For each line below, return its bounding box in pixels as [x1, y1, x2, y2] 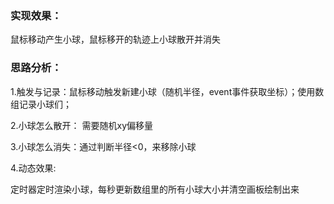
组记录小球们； [10, 98, 72, 110]
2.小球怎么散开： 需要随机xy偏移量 [10, 119, 154, 131]
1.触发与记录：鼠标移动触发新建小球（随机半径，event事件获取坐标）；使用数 [10, 85, 325, 97]
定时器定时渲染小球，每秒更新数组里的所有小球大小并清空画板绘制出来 [10, 183, 300, 195]
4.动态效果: [10, 162, 57, 174]
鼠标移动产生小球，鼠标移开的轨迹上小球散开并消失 [10, 33, 221, 46]
